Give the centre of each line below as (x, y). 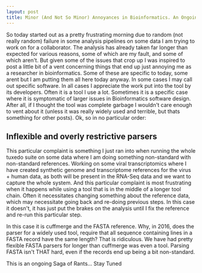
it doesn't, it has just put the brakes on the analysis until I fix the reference (98, 209)
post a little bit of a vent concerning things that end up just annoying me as (99, 66)
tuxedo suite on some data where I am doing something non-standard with (99, 158)
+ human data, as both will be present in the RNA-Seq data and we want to (99, 176)
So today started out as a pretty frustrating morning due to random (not (95, 34)
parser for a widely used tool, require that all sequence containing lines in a (99, 233)
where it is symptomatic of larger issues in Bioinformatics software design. (99, 98)
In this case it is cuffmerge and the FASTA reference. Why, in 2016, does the (100, 227)
